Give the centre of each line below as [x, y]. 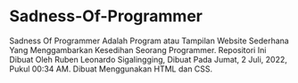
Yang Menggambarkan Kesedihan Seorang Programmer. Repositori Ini [138, 49]
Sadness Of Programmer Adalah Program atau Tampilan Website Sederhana [149, 41]
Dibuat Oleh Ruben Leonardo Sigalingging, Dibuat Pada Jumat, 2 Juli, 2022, [149, 59]
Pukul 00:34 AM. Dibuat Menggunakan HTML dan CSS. [111, 69]
